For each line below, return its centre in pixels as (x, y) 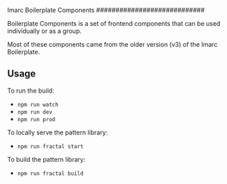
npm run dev (35, 112)
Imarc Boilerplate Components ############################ (106, 10)
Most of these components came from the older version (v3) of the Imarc (112, 44)
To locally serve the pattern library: (58, 132)
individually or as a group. (44, 31)
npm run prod (36, 119)
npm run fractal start (50, 146)
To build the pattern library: (46, 159)
